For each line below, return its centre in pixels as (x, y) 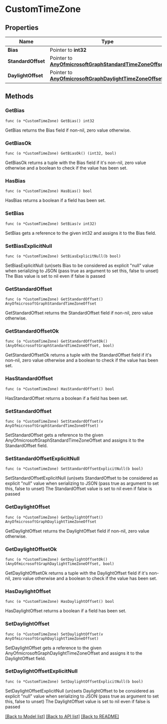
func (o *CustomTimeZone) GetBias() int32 (50, 121)
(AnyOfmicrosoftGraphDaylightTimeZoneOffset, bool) (60, 564)
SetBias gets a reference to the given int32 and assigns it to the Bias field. (81, 233)
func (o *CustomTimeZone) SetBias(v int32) (51, 224)
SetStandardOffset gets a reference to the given (54, 435)
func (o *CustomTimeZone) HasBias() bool (49, 191)
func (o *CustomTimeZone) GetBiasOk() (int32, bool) (61, 153)
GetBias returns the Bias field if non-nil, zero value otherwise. (68, 130)
